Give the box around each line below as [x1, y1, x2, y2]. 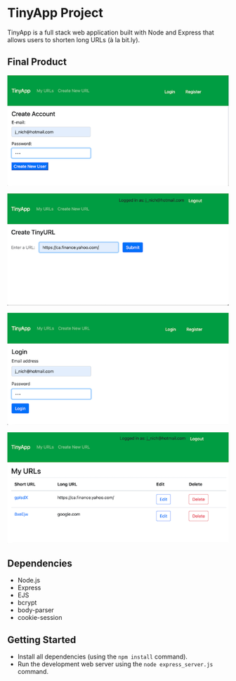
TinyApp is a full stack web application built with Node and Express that [7, 28, 214, 37]
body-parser [17, 606, 54, 614]
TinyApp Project [7, 5, 104, 21]
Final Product [7, 56, 67, 68]
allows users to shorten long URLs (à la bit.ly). [7, 35, 140, 44]
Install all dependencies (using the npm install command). [17, 652, 188, 661]
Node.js [17, 576, 41, 585]
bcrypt [17, 599, 37, 607]
